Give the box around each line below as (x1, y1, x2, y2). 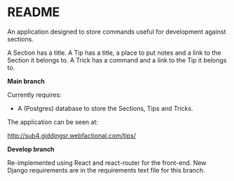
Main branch (7, 76, 46, 85)
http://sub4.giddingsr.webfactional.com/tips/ (7, 131, 137, 140)
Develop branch (7, 145, 55, 153)
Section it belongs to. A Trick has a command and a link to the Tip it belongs (7, 55, 227, 64)
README (7, 4, 60, 20)
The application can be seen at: (7, 117, 99, 126)
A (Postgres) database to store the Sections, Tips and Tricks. (17, 104, 194, 112)
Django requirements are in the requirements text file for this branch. (7, 166, 205, 174)
